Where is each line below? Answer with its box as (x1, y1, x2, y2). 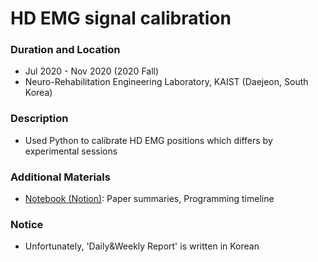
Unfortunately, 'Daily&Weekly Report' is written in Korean (24, 240, 260, 252)
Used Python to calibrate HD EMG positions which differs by (24, 134, 273, 146)
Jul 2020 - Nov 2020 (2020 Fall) (24, 65, 160, 77)
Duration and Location (10, 43, 121, 57)
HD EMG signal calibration (10, 7, 232, 30)
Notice (10, 218, 44, 231)
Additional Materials (10, 170, 111, 184)
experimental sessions (24, 145, 118, 157)
